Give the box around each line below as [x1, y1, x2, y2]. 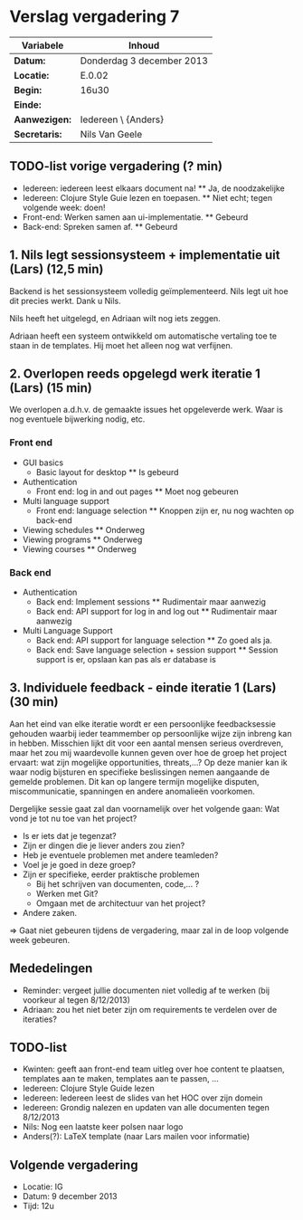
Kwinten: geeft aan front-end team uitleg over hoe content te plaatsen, [22, 1063, 285, 1074]
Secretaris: [14, 128, 62, 140]
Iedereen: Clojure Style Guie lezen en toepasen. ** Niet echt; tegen [22, 192, 273, 203]
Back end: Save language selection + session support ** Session [35, 644, 279, 655]
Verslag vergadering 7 [9, 6, 180, 27]
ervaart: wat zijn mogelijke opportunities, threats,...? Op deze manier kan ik [9, 757, 288, 767]
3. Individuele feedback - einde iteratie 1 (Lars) [9, 681, 277, 696]
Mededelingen [9, 961, 93, 977]
